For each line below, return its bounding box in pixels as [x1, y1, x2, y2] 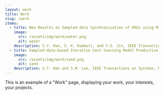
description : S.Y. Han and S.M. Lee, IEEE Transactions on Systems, [14, 66, 156, 71]
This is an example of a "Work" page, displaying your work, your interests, [5, 79, 155, 85]
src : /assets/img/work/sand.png [18, 57, 84, 62]
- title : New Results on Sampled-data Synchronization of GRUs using [9, 25, 154, 30]
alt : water [18, 39, 41, 44]
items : [5, 20, 19, 26]
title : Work [5, 12, 29, 17]
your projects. [5, 85, 33, 90]
